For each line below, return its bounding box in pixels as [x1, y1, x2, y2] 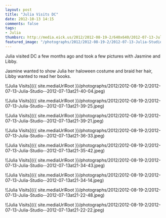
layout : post [5, 7, 32, 12]
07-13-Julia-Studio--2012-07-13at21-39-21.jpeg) [5, 117, 104, 124]
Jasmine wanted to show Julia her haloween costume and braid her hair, [5, 68, 153, 74]
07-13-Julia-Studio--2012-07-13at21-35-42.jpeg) [5, 147, 105, 154]
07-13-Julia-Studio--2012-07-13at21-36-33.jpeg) [5, 132, 105, 139]
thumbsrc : [5, 35, 26, 40]
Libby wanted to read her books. [5, 73, 72, 79]
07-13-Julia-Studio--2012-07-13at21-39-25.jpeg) [5, 103, 105, 109]
